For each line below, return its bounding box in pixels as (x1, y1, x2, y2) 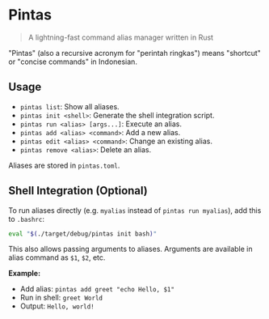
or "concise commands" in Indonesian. (8, 57, 137, 66)
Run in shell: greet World (19, 293, 103, 303)
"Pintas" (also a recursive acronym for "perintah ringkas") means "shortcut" (8, 48, 261, 57)
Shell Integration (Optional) (8, 184, 148, 198)
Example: (8, 269, 41, 279)
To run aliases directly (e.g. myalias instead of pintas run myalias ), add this (8, 205, 262, 215)
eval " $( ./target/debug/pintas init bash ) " (8, 229, 158, 238)
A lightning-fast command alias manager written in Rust (27, 32, 214, 42)
